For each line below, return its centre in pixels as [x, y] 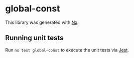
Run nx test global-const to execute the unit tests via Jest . [67, 50]
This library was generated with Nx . [42, 22]
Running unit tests [34, 38]
